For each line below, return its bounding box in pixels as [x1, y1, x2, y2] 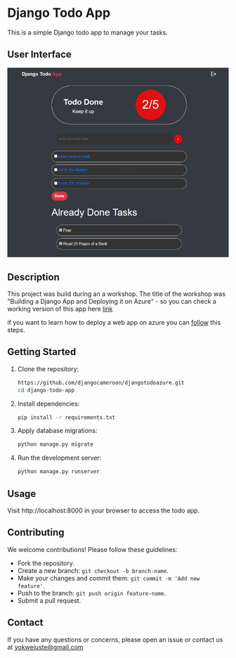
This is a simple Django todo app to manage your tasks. [7, 28, 169, 37]
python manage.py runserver [17, 468, 100, 475]
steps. [7, 325, 25, 334]
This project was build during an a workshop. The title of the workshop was [7, 290, 226, 298]
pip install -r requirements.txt [17, 413, 116, 421]
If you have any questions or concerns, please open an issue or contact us [7, 635, 223, 644]
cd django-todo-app [17, 387, 75, 394]
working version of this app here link [7, 304, 113, 313]
